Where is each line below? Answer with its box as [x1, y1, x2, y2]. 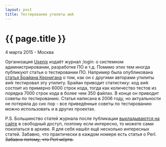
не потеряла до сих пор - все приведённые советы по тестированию [5, 101, 152, 107]
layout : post [5, 7, 32, 12]
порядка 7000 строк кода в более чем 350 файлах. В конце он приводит [5, 90, 159, 96]
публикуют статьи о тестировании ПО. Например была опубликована [5, 70, 153, 75]
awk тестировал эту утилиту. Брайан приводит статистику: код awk [5, 80, 149, 86]
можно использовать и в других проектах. [5, 106, 96, 112]
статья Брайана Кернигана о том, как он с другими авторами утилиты [5, 74, 155, 80]
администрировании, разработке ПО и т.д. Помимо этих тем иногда [5, 64, 150, 70]
